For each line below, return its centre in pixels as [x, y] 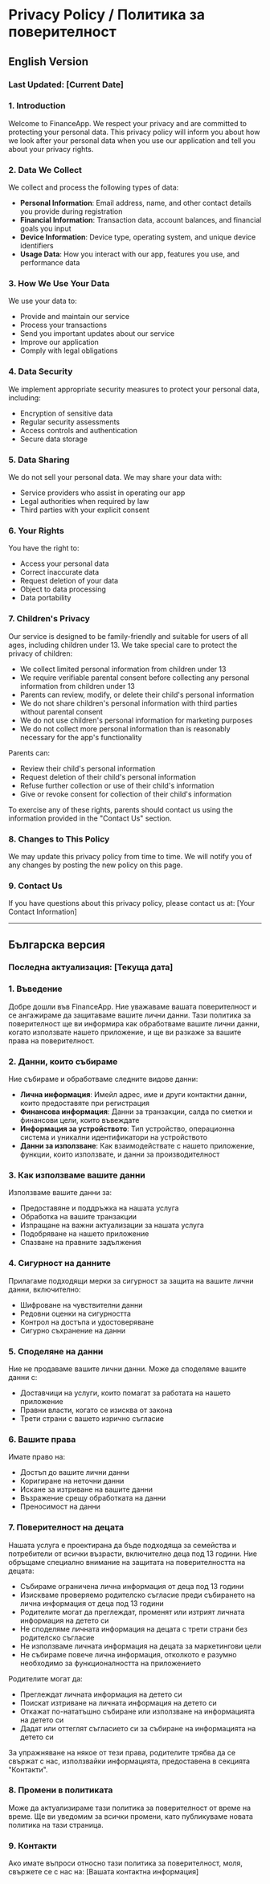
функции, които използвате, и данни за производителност [120, 1154]
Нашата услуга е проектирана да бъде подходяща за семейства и [123, 1545]
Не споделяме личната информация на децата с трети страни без [133, 1628]
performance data [50, 263]
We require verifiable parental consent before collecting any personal [135, 678]
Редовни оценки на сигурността [75, 1313]
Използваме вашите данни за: [60, 1193]
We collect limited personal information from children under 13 [123, 669]
